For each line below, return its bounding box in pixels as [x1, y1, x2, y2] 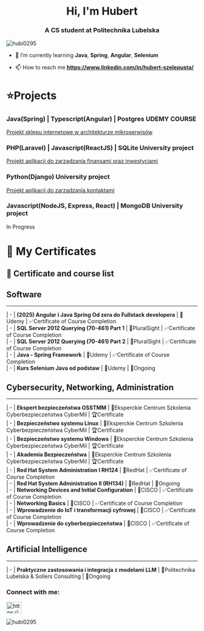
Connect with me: [6, 588, 60, 596]
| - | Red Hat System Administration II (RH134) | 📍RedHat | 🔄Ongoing [6, 480, 180, 487]
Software [6, 289, 42, 300]
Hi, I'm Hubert [66, 4, 138, 18]
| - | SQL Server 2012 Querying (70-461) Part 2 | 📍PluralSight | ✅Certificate [6, 338, 196, 345]
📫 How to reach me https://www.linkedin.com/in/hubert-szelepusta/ [15, 64, 194, 71]
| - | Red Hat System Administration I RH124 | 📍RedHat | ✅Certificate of [6, 467, 187, 474]
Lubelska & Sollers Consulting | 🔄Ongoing [6, 573, 110, 580]
